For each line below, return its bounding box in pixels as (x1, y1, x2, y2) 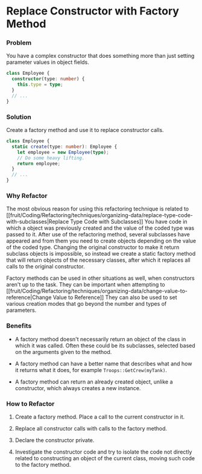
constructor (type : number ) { (11, 76, 85, 82)
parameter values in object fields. (6, 58, 89, 66)
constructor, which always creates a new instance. (14, 384, 141, 391)
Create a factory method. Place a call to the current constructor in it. (14, 413, 185, 420)
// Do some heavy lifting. (17, 155, 85, 161)
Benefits (6, 321, 32, 330)
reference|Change (6, 294, 52, 301)
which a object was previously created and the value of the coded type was (6, 224, 195, 232)
